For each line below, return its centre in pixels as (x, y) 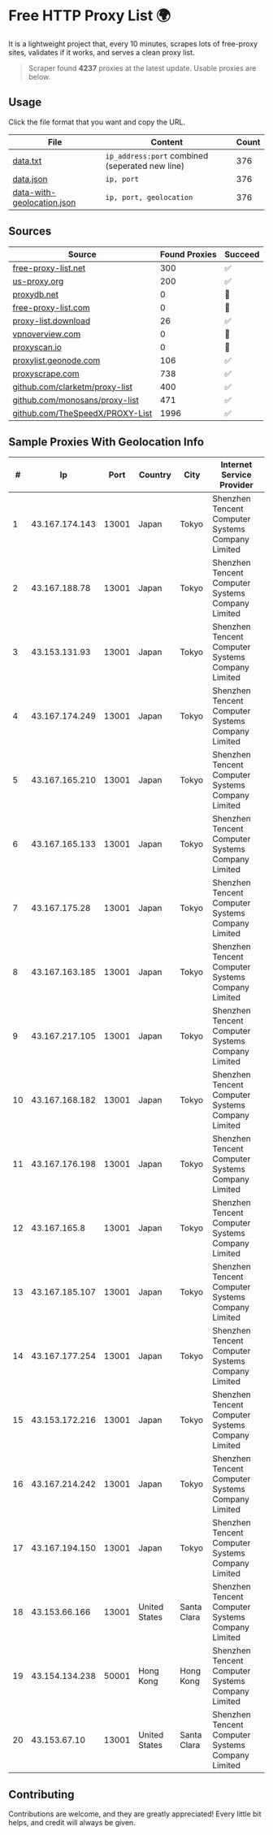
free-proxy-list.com (52, 307)
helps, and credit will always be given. (72, 1823)
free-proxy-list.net (49, 267)
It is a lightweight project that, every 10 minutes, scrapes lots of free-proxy (133, 43)
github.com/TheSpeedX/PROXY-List (82, 413)
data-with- (35, 192)
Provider (236, 485)
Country (155, 475)
